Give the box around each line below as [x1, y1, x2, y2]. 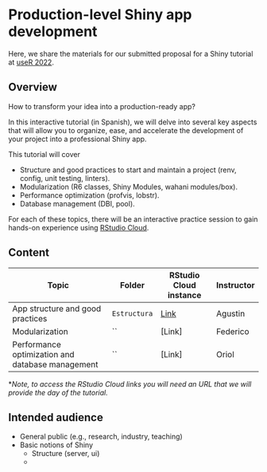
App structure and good [12, 303, 102, 314]
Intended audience [8, 411, 103, 424]
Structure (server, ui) [31, 449, 100, 458]
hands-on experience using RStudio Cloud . [8, 222, 149, 232]
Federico [215, 325, 250, 336]
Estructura [111, 309, 153, 318]
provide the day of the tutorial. [8, 387, 109, 397]
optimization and [12, 348, 75, 360]
